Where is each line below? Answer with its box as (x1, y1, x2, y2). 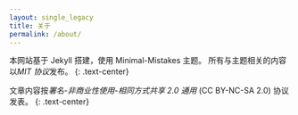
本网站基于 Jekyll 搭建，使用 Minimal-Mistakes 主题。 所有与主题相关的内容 (9, 55, 287, 66)
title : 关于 (9, 21, 51, 30)
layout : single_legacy (9, 12, 94, 22)
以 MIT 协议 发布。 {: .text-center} (9, 66, 129, 77)
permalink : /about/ (9, 29, 82, 38)
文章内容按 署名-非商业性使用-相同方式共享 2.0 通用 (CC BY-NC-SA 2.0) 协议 (9, 86, 290, 96)
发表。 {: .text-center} (9, 96, 90, 107)
